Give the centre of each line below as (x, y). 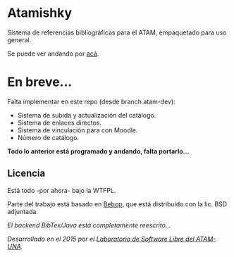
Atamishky (40, 13)
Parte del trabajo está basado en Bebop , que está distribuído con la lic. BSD (117, 204)
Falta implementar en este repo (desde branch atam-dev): (92, 101)
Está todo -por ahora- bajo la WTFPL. (62, 190)
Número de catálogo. (48, 137)
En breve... (40, 82)
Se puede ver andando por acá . (53, 54)
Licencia (26, 174)
